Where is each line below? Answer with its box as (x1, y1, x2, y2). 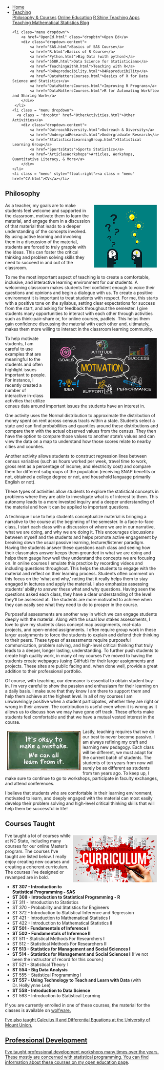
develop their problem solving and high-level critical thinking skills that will (5, 800, 155, 806)
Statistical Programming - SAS (12, 889, 76, 895)
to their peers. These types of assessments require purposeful (5, 637, 131, 643)
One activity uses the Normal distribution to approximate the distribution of (5, 412, 156, 418)
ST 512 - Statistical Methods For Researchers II (12, 941, 107, 946)
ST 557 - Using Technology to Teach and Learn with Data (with (12, 977, 142, 983)
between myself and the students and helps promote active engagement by (5, 534, 157, 540)
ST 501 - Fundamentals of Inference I (12, 925, 89, 931)
